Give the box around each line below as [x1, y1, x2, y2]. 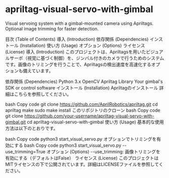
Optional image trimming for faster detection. [5, 25, 99, 31]
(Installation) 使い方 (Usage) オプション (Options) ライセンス [19, 42, 145, 49]
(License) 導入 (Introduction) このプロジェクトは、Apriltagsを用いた [5, 49, 146, 55]
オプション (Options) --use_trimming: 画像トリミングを [46, 148, 160, 155]
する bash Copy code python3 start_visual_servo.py [14, 142, 122, 148]
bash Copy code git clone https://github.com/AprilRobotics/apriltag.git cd [5, 101, 158, 107]
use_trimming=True [5, 148, 45, 155]
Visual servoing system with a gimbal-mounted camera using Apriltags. [5, 20, 154, 26]
